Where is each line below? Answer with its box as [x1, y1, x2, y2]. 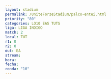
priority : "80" [5, 16, 36, 21]
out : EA [5, 48, 21, 53]
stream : [5, 53, 21, 58]
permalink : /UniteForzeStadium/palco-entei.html [5, 12, 107, 17]
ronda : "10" [5, 67, 29, 72]
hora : [5, 57, 16, 62]
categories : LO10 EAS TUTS [5, 21, 60, 26]
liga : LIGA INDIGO [5, 26, 43, 30]
